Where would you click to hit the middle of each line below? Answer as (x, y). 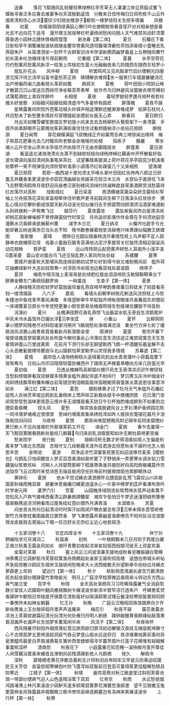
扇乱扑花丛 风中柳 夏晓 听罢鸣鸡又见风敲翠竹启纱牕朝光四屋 (89, 71)
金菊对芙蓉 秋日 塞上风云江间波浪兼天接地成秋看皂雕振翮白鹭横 (88, 552)
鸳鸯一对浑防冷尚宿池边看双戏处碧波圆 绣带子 (101, 268)
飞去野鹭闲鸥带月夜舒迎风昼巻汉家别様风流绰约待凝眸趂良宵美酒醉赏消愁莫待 (85, 185)
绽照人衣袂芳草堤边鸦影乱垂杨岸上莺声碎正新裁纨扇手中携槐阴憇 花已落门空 (85, 395)
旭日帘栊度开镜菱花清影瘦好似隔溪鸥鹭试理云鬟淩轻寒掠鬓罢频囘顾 (96, 596)
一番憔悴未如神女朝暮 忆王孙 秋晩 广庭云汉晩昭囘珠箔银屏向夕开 (85, 603)
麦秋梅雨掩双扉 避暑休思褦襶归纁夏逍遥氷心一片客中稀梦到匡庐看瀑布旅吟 (87, 484)
